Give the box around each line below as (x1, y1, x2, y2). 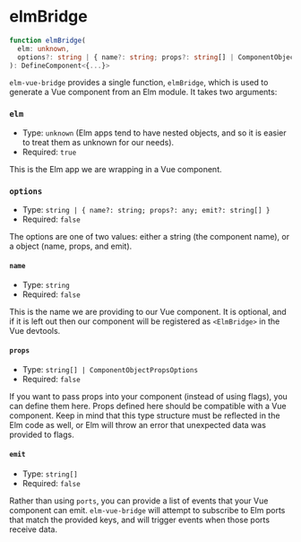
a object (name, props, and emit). (9, 240, 133, 252)
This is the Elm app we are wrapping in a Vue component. (9, 163, 222, 174)
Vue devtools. (9, 326, 61, 337)
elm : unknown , (17, 44, 70, 53)
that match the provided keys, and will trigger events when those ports (9, 514, 271, 525)
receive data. (9, 523, 58, 535)
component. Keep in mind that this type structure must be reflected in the (9, 410, 280, 421)
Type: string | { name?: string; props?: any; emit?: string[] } (21, 205, 271, 215)
